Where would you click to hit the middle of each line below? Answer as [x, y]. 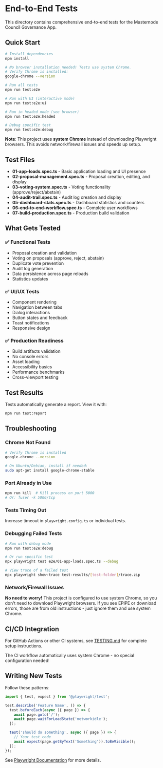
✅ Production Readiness [35, 341]
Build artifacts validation [36, 351]
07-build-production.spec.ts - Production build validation [71, 213]
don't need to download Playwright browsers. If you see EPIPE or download [81, 603]
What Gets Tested [33, 228]
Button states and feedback [40, 318]
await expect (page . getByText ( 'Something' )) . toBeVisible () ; [75, 741]
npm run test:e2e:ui [26, 103]
